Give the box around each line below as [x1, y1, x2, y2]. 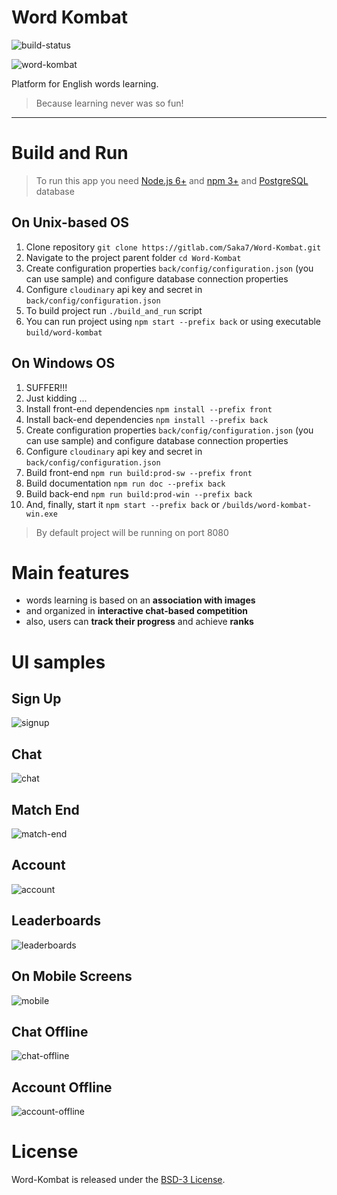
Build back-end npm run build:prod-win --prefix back [25, 487, 253, 500]
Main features [11, 561, 130, 584]
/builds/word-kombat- [222, 500, 313, 510]
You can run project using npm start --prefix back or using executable [25, 315, 322, 327]
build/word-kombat [25, 327, 103, 338]
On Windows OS [11, 355, 116, 372]
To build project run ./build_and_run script [25, 304, 203, 316]
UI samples [11, 651, 106, 673]
